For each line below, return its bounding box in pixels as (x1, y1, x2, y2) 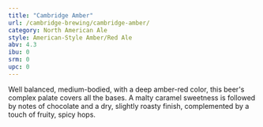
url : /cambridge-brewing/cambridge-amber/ (8, 19, 150, 27)
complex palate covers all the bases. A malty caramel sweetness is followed (8, 92, 256, 103)
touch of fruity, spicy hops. (8, 110, 96, 119)
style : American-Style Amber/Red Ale (8, 33, 133, 42)
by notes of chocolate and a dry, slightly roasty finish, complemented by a (8, 101, 250, 110)
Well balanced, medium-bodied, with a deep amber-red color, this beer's (8, 84, 245, 94)
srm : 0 (8, 56, 30, 64)
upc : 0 (8, 63, 30, 71)
